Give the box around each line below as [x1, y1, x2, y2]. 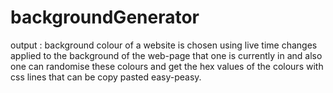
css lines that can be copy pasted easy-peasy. [10, 71, 202, 83]
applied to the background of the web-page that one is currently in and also [10, 49, 323, 61]
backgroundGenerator [10, 6, 200, 29]
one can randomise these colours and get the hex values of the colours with [10, 60, 324, 72]
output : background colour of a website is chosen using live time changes [10, 39, 318, 51]
